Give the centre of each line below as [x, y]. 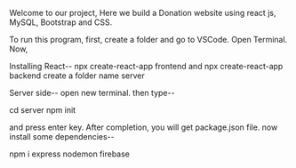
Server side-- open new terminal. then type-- [92, 93]
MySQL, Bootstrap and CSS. [61, 22]
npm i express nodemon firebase [70, 154]
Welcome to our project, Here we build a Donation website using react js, [143, 13]
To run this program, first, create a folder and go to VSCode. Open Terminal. [148, 40]
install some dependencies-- [62, 136]
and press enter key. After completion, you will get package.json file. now [144, 127]
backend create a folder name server [77, 76]
